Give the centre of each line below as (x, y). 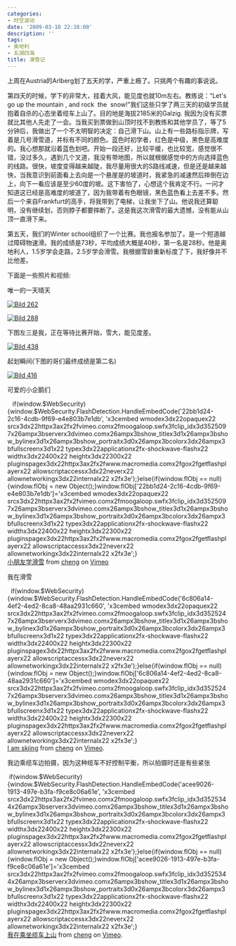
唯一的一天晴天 (29, 290)
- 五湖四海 (21, 54)
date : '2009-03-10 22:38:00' (50, 27)
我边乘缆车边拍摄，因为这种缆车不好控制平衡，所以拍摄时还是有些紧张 (109, 762)
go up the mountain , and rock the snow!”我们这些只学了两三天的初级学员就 (118, 104)
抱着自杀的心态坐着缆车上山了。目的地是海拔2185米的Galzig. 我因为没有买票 (117, 113)
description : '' (31, 33)
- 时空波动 (21, 20)
